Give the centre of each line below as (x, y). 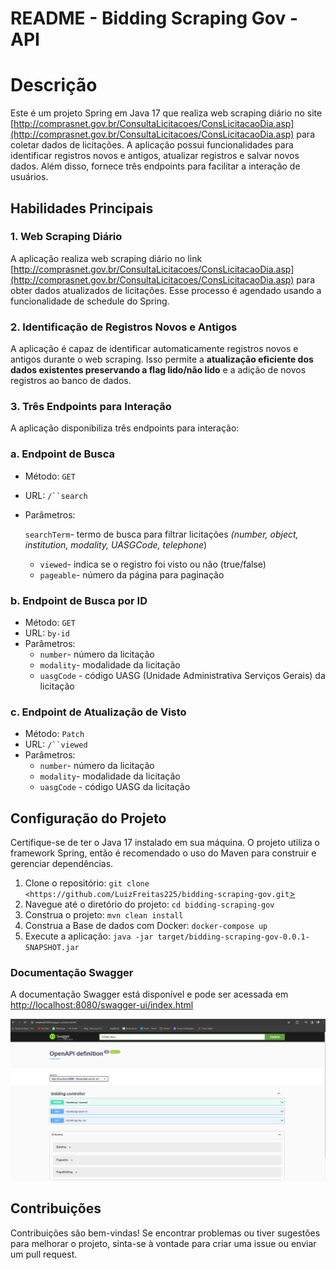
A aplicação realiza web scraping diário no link (106, 258)
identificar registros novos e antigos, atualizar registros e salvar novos (155, 156)
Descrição (54, 85)
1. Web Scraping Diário (66, 237)
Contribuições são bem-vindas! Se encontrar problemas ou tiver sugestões (165, 1233)
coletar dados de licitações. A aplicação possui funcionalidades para (152, 145)
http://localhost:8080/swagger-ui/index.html (102, 1005)
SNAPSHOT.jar (52, 948)
